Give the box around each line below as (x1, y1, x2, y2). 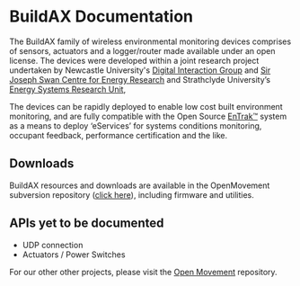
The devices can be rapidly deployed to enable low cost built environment (9, 101, 283, 112)
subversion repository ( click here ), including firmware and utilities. (9, 189, 254, 200)
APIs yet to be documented (9, 216, 164, 231)
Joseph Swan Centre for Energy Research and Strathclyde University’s (9, 74, 271, 85)
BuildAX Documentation (9, 6, 194, 27)
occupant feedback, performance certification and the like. (9, 130, 228, 140)
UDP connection (22, 239, 84, 250)
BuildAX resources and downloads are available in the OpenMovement (9, 180, 270, 191)
